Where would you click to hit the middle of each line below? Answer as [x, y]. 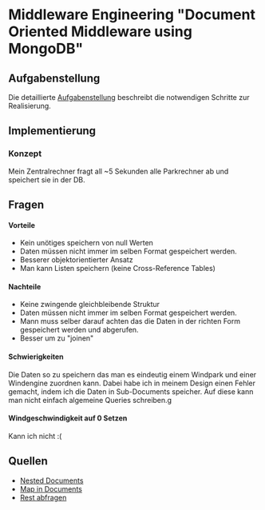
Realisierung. [30, 106]
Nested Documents [51, 480]
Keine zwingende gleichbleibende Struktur [90, 305]
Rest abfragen [43, 497]
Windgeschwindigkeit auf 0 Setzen [68, 418]
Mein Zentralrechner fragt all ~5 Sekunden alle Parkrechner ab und [119, 171]
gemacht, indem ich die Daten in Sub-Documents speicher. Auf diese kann [131, 391]
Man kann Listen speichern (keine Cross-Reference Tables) [117, 269]
